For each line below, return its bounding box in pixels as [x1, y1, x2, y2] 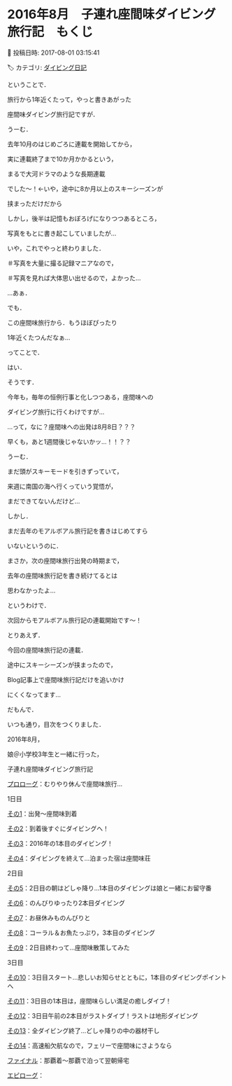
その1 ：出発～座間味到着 [7, 809, 78, 818]
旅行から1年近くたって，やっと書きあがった [7, 95, 132, 104]
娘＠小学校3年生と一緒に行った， [7, 750, 103, 758]
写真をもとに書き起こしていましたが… [7, 229, 117, 237]
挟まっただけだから [7, 199, 63, 207]
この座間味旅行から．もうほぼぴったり [7, 318, 117, 326]
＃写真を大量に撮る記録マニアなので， [7, 258, 117, 267]
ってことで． [7, 348, 44, 356]
